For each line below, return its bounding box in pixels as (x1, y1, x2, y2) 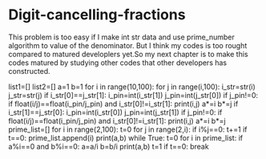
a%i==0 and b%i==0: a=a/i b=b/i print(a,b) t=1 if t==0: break (8, 141, 210, 151)
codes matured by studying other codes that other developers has (8, 58, 227, 67)
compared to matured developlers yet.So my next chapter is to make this (8, 49, 248, 59)
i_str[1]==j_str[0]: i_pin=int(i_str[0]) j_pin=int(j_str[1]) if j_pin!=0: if (8, 107, 223, 117)
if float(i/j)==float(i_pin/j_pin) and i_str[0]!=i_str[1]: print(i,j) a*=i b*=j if (8, 99, 239, 108)
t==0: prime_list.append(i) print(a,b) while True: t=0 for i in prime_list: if (8, 132, 243, 142)
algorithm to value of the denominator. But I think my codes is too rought (8, 40, 248, 50)
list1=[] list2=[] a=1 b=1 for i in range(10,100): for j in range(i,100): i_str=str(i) (8, 82, 256, 92)
